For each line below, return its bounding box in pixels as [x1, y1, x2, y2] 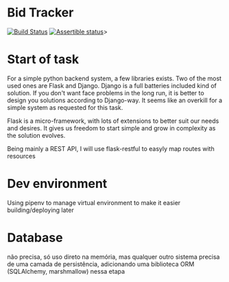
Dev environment [7, 176, 108, 191]
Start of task [7, 51, 80, 67]
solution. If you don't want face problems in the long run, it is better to [7, 89, 204, 97]
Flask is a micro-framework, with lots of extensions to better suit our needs [7, 117, 219, 125]
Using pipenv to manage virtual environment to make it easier [7, 198, 181, 207]
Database [7, 230, 63, 245]
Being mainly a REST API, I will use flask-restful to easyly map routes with [7, 144, 215, 152]
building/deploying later [7, 206, 74, 214]
